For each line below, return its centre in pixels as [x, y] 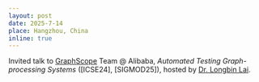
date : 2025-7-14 [36, 23]
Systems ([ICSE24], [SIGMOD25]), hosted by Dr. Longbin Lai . [149, 70]
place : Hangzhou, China [49, 31]
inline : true [30, 38]
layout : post [30, 16]
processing [27, 70]
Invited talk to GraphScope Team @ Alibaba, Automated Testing [115, 61]
